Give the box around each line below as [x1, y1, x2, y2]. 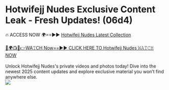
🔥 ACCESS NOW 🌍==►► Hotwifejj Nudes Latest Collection [5, 32, 131, 38]
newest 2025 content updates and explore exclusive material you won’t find [5, 68, 164, 75]
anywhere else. [5, 74, 37, 80]
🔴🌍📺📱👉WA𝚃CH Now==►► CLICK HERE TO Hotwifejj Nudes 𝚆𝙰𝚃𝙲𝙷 [5, 44, 154, 51]
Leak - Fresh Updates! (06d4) [5, 14, 133, 26]
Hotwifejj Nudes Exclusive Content [5, 4, 156, 15]
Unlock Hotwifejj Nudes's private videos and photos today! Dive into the [5, 63, 156, 69]
